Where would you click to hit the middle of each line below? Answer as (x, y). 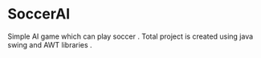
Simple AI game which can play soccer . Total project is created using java (130, 36)
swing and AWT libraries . (50, 44)
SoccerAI (39, 14)
